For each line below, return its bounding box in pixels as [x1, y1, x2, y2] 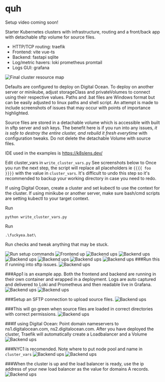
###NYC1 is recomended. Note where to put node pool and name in [5, 346, 143, 352]
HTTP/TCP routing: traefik [12, 43, 66, 49]
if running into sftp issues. [5, 261, 58, 267]
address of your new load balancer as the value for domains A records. [5, 366, 149, 372]
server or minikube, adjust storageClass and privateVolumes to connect [5, 89, 150, 95]
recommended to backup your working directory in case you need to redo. [5, 175, 157, 181]
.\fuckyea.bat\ [5, 232, 36, 237]
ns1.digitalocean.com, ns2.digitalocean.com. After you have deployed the [5, 326, 154, 332]
